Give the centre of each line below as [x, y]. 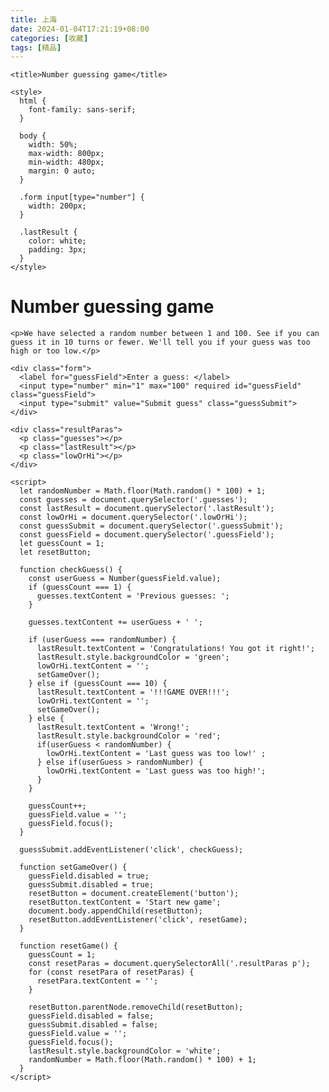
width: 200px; [57, 206]
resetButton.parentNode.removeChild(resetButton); [136, 1007]
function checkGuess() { [71, 570]
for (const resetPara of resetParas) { [111, 972]
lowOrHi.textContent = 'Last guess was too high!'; [156, 771]
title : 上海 [33, 19]
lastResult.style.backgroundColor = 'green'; [133, 657]
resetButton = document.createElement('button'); [134, 894]
